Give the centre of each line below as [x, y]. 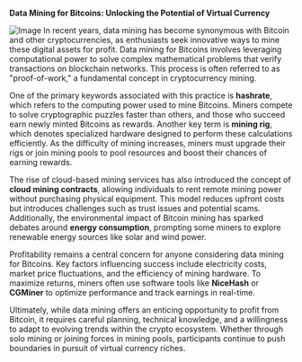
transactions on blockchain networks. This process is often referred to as [145, 68]
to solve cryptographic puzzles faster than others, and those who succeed [147, 115]
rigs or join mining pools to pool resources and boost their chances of [138, 153]
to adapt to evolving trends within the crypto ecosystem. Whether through [147, 329]
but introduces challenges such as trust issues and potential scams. [135, 208]
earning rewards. [41, 162]
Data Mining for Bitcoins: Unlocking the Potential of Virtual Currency [140, 13]
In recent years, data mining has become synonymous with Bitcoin [166, 30]
